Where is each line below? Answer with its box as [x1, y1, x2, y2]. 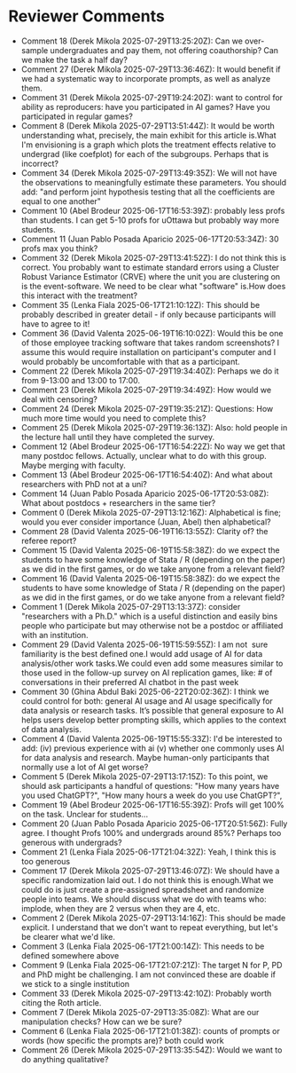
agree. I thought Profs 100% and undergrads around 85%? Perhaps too [20, 827, 282, 838]
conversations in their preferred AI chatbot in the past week [20, 676, 239, 687]
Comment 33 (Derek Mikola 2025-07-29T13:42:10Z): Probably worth [20, 988, 272, 998]
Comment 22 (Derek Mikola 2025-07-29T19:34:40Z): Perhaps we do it [20, 366, 280, 376]
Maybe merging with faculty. [20, 460, 126, 470]
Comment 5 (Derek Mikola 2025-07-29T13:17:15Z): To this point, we [20, 770, 269, 782]
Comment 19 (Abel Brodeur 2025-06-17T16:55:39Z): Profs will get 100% [20, 799, 284, 809]
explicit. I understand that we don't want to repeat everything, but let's [20, 921, 278, 933]
